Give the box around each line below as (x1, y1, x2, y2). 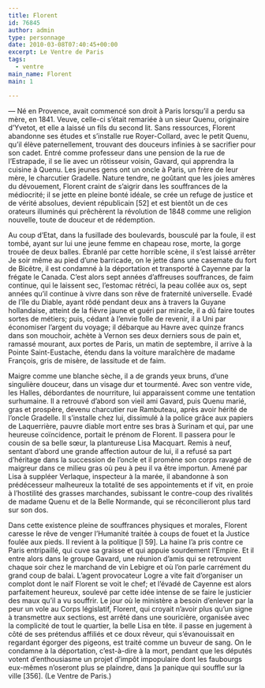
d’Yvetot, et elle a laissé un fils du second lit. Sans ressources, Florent (8, 123, 236, 132)
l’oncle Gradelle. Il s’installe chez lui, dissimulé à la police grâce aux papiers (8, 413, 254, 422)
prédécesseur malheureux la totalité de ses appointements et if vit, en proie (8, 480, 254, 489)
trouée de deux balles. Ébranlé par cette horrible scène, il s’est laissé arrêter (8, 247, 256, 256)
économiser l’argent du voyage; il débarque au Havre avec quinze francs (8, 322, 244, 332)
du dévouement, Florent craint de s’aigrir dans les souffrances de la (8, 181, 228, 191)
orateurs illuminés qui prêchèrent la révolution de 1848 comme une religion (8, 206, 252, 216)
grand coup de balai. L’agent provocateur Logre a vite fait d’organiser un (8, 571, 243, 580)
